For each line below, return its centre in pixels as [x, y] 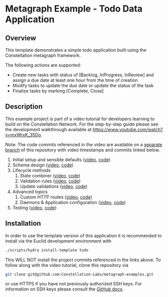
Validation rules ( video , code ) [50, 181]
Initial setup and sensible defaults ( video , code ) [61, 159]
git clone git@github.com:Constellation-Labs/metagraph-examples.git [79, 274]
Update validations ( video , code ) [54, 186]
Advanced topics [30, 191]
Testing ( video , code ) [34, 208]
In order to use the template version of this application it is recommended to [83, 235]
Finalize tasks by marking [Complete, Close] [58, 91]
